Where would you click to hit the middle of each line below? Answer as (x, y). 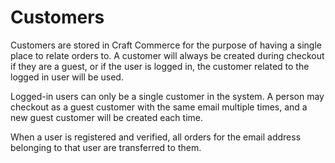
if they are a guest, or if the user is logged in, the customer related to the (160, 66)
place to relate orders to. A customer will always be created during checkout (167, 55)
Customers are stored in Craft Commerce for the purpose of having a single (166, 45)
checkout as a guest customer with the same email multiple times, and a (159, 107)
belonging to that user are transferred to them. (106, 147)
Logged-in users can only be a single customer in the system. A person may (167, 96)
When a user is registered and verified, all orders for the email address (156, 137)
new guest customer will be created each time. (106, 117)
